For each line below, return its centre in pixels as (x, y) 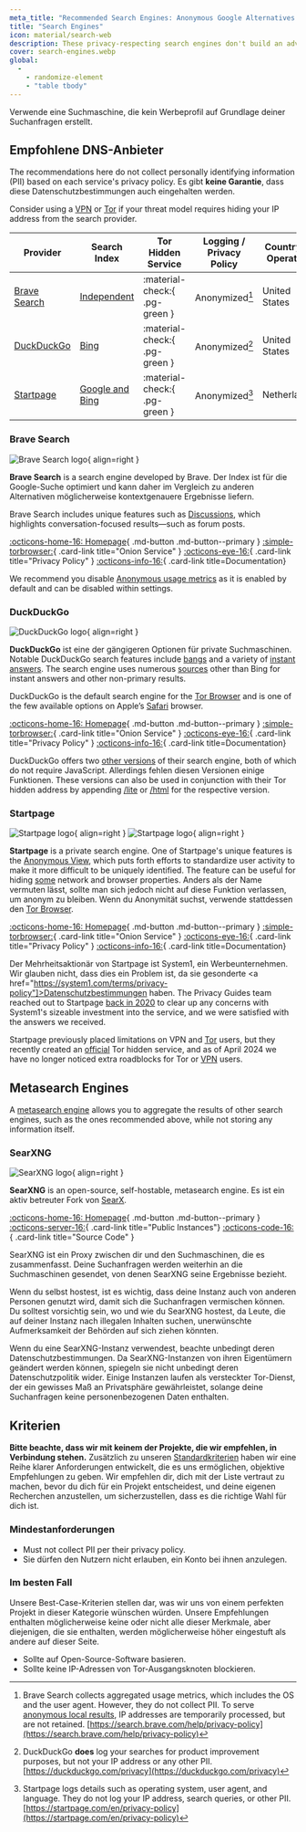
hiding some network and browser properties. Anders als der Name (136, 880)
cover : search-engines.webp (63, 52)
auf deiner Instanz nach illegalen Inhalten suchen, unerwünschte (131, 1321)
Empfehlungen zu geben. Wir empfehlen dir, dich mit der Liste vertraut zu (147, 1477)
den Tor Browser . (42, 909)
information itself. (42, 1129)
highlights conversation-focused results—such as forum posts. (127, 523)
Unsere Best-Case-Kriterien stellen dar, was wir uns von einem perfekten (147, 1602)
